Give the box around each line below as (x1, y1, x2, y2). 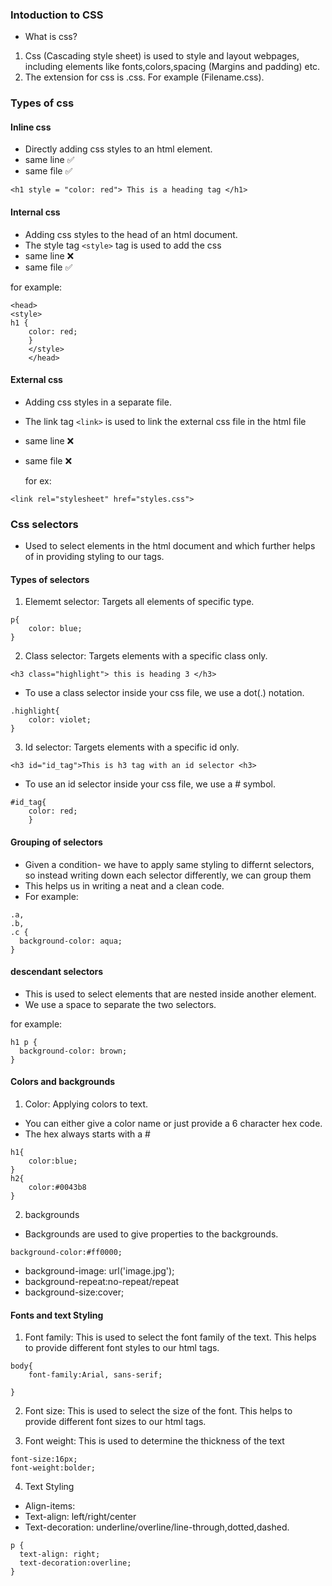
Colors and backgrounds (10, 1076, 116, 1088)
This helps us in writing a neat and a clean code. (24, 879, 225, 892)
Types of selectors (10, 573, 90, 585)
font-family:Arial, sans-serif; (28, 1370, 163, 1380)
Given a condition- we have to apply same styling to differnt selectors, (24, 858, 315, 870)
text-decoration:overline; (19, 1558, 132, 1568)
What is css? (24, 31, 78, 43)
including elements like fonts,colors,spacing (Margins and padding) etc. (24, 61, 321, 73)
